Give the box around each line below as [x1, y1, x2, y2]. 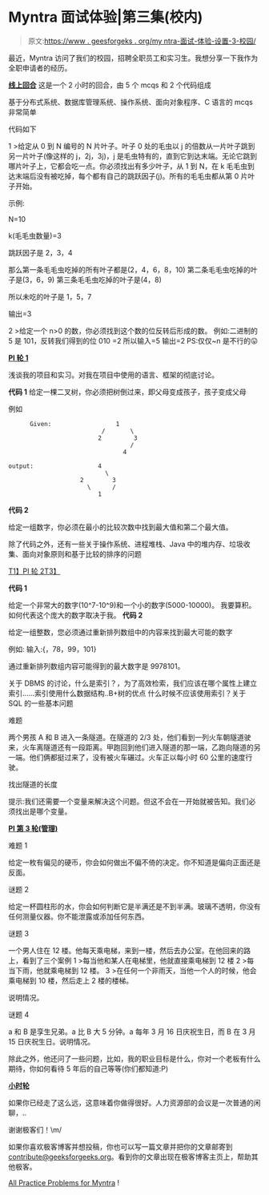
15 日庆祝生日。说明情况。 [8, 1036, 94, 1046]
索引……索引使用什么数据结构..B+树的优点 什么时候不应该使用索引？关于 [8, 688, 247, 698]
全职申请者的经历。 [8, 62, 72, 73]
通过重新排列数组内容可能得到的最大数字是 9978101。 [8, 661, 185, 670]
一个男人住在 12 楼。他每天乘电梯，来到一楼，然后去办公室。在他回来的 [8, 945, 244, 955]
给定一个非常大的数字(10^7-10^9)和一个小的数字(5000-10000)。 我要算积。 [8, 600, 256, 610]
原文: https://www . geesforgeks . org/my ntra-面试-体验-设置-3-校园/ [27, 36, 256, 46]
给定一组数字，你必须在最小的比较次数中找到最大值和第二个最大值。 [8, 522, 233, 532]
